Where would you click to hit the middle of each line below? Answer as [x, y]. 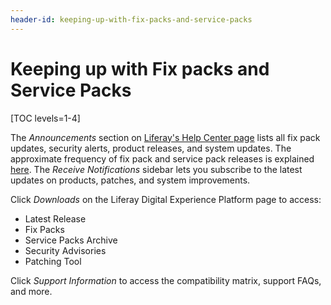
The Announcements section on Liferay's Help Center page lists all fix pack [165, 137]
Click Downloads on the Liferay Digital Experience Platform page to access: [166, 199]
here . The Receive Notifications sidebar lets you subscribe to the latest [156, 169]
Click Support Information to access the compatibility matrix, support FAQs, [166, 280]
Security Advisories [65, 250]
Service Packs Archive [71, 240]
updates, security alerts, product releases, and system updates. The [151, 148]
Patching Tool [53, 261]
